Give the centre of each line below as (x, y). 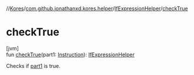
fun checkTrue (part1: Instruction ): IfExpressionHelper (71, 54)
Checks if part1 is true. (33, 66)
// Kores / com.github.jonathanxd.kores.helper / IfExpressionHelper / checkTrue (97, 8)
